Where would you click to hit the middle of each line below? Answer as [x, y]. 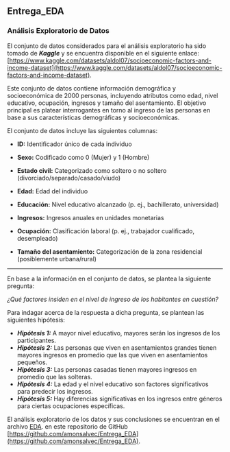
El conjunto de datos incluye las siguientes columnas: [82, 130]
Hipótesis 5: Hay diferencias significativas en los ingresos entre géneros [119, 399]
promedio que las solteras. [54, 377]
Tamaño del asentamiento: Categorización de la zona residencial [110, 251]
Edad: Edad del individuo [52, 191]
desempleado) [37, 238]
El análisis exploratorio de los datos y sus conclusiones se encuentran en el [114, 419]
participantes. [37, 340]
